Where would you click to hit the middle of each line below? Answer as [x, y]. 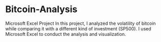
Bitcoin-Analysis [41, 9]
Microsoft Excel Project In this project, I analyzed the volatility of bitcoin [80, 23]
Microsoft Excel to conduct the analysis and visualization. [66, 34]
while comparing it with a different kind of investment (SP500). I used [78, 28]
